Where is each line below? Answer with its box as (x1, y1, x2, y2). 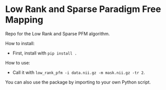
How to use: (5, 59, 30, 65)
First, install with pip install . (12, 50, 77, 56)
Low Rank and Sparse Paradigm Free (5, 3, 161, 15)
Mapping (5, 14, 44, 25)
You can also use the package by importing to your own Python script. (5, 79, 151, 85)
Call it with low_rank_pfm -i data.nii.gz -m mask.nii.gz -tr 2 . (12, 69, 145, 75)
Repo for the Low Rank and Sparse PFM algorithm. (5, 30, 110, 36)
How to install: (5, 40, 35, 46)
